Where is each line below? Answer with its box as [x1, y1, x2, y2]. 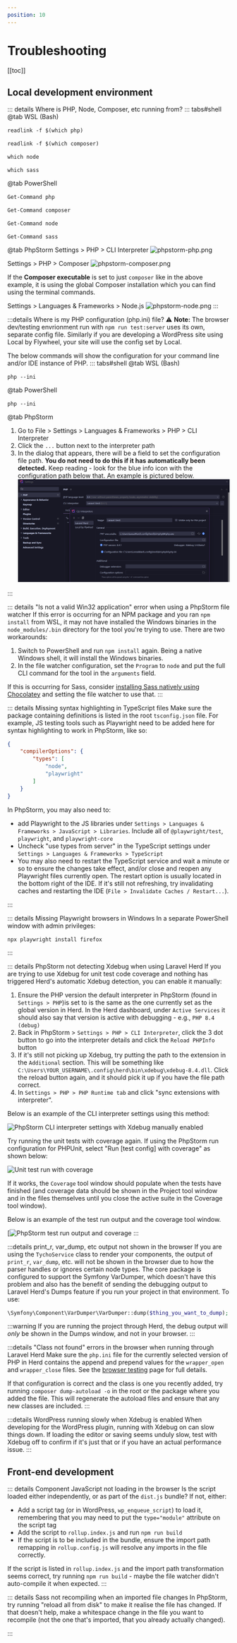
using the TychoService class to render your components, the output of [7, 1249, 213, 1259]
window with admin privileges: [7, 921, 96, 930]
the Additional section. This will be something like [17, 1058, 164, 1067]
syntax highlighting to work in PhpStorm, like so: [7, 726, 148, 734]
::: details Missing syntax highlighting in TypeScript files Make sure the [7, 703, 212, 712]
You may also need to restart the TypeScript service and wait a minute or [17, 856, 230, 865]
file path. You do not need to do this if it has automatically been [17, 456, 206, 465]
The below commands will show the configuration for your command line [7, 351, 220, 360]
